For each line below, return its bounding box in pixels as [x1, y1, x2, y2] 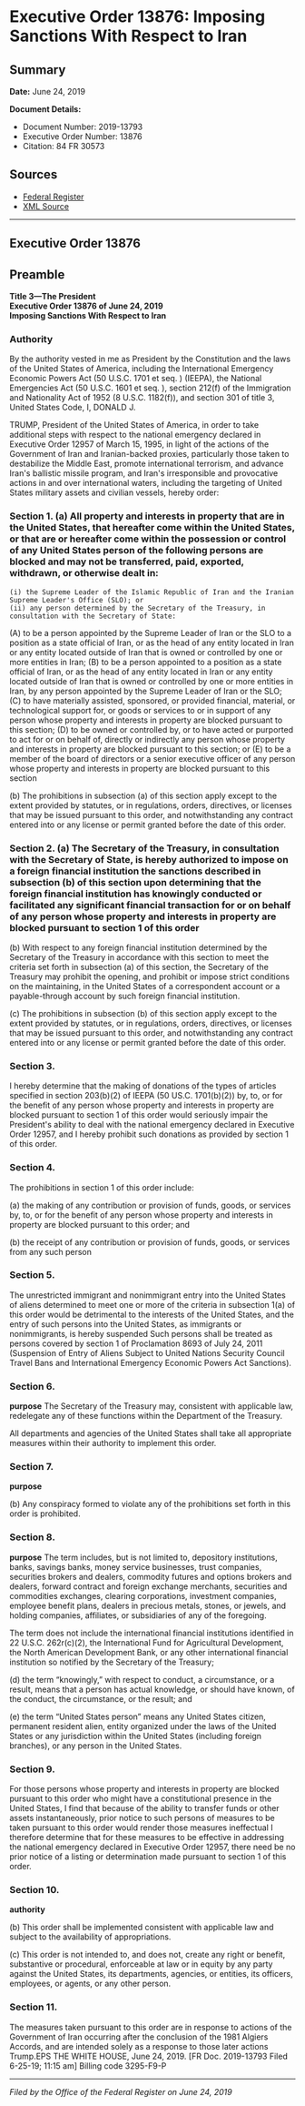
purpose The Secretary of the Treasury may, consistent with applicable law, [9, 1401, 293, 1412]
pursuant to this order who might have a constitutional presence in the [9, 1793, 272, 1804]
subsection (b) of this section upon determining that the [9, 876, 261, 888]
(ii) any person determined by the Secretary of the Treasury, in [9, 603, 266, 613]
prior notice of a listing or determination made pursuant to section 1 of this [9, 1850, 287, 1862]
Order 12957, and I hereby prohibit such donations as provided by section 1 [9, 1129, 289, 1139]
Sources [9, 167, 58, 183]
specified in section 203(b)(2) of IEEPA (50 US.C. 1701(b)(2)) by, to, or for [9, 1090, 283, 1101]
